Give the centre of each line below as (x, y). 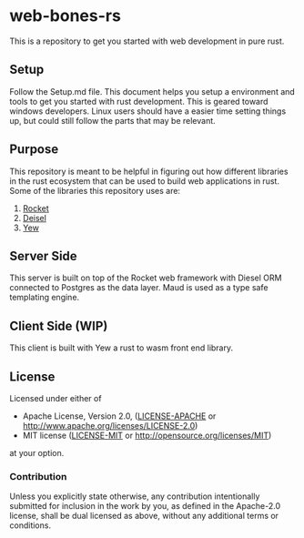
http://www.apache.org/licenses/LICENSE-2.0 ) (110, 426)
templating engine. (45, 298)
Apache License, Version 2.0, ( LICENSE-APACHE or (119, 416)
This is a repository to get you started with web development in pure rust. (147, 41)
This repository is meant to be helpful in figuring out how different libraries (149, 171)
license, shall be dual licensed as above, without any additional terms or (144, 516)
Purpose (34, 150)
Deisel (35, 218)
